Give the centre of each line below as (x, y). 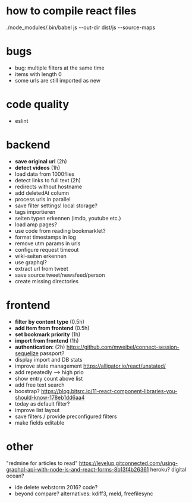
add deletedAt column (42, 193)
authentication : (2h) (40, 347)
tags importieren (35, 211)
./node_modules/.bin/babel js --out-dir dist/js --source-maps (81, 27)
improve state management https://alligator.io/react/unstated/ (90, 366)
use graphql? (31, 262)
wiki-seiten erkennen (41, 256)
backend (28, 145)
